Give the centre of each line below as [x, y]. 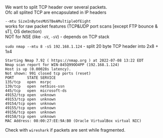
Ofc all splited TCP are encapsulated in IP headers [56, 12]
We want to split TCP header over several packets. [56, 7]
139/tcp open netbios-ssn [35, 86]
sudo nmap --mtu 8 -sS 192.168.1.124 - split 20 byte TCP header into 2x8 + [82, 46]
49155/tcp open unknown [30, 108]
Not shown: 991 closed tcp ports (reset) [48, 73]
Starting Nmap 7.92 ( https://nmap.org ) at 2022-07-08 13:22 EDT [74, 61]
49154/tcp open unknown [30, 103]
